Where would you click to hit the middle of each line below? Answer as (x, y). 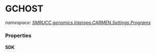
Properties (18, 35)
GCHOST (24, 9)
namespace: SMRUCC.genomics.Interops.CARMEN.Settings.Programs (78, 22)
